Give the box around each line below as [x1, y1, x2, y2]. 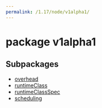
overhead [14, 75, 39, 83]
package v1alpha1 [5, 35, 97, 49]
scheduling [14, 95, 43, 102]
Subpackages [5, 59, 59, 70]
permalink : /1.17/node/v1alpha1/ [5, 8, 90, 15]
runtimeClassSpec [14, 88, 60, 95]
